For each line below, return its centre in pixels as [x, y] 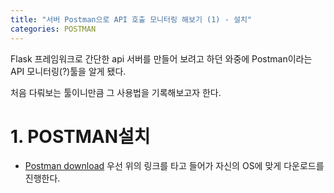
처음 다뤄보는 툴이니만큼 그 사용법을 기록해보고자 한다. [116, 92]
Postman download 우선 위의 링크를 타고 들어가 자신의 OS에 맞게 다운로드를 [174, 166]
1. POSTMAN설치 [80, 136]
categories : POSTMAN [53, 29]
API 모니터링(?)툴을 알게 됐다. [68, 71]
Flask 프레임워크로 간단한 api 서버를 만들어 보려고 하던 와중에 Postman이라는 [161, 58]
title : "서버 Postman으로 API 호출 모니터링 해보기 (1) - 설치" [131, 19]
